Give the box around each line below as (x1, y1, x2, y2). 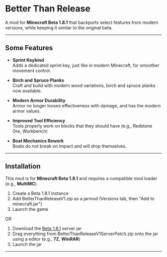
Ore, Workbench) (12, 128, 48, 134)
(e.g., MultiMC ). (5, 180, 38, 186)
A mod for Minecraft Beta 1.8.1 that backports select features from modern (5, 19, 159, 25)
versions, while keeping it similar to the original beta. (5, 24, 113, 30)
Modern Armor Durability (12, 97, 66, 103)
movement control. (12, 68, 51, 74)
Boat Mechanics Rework (12, 138, 64, 144)
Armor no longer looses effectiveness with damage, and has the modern (12, 102, 161, 108)
